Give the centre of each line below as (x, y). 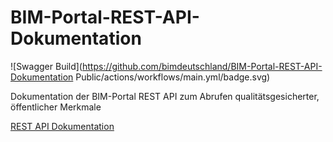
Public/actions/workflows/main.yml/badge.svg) (173, 77)
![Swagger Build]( (46, 66)
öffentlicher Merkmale (56, 107)
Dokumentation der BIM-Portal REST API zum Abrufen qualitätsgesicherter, (165, 96)
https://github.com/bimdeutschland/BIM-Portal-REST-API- (202, 66)
